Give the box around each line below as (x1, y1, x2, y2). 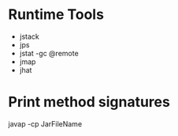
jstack (19, 32, 39, 41)
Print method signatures (8, 93, 171, 111)
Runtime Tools (8, 6, 105, 24)
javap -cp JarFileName (8, 119, 83, 128)
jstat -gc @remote (19, 48, 79, 58)
